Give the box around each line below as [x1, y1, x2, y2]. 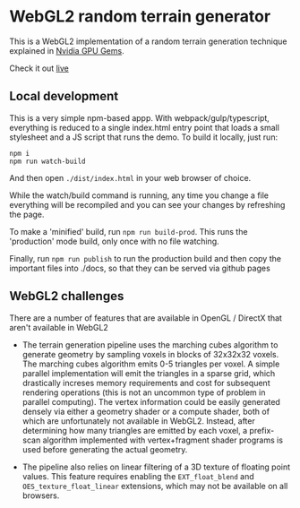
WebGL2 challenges [9, 288, 124, 304]
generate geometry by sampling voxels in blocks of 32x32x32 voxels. [21, 349, 279, 359]
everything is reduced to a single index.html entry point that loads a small [9, 122, 280, 133]
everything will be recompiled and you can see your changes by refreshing [9, 199, 286, 210]
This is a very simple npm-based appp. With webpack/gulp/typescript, [9, 112, 270, 123]
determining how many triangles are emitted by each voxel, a [21, 425, 248, 435]
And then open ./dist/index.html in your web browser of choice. [9, 172, 252, 183]
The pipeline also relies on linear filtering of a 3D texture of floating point [21, 461, 291, 472]
